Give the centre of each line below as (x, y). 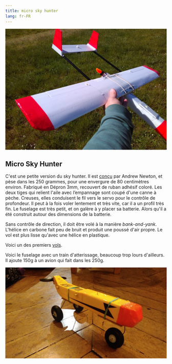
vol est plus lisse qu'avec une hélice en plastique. (58, 235)
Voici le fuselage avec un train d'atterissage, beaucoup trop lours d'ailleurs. (85, 255)
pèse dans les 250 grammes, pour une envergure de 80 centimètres (77, 182)
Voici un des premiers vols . (34, 245)
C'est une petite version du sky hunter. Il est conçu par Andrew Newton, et (84, 176)
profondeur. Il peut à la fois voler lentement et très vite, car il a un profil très (85, 204)
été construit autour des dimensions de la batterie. (58, 215)
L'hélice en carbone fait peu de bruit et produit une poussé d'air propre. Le (84, 230)
